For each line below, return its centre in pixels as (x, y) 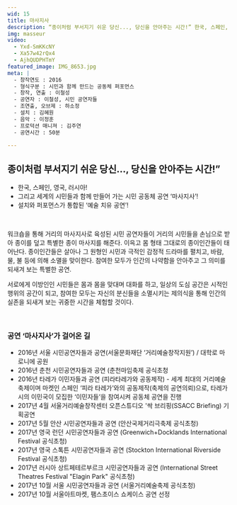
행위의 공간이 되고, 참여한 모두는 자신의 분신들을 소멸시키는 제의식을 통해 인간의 (117, 293)
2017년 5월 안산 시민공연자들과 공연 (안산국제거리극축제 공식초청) (108, 424)
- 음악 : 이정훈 (34, 119)
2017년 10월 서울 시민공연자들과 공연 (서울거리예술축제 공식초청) (106, 485)
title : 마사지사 (28, 21)
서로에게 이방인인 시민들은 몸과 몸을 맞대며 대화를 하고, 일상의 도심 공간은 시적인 (118, 285)
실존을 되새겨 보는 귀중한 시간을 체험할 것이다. (71, 302)
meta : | (19, 73)
